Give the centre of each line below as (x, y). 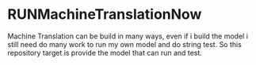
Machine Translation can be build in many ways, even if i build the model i (128, 36)
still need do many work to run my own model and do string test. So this (125, 44)
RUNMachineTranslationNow (105, 14)
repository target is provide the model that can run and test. (105, 52)
